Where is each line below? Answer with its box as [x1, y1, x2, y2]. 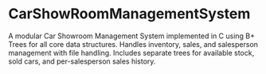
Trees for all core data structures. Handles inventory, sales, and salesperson [8, 39, 259, 49]
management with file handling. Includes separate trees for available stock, [8, 48, 255, 57]
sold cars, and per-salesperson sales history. [8, 56, 156, 66]
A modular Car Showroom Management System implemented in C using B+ [8, 31, 256, 41]
